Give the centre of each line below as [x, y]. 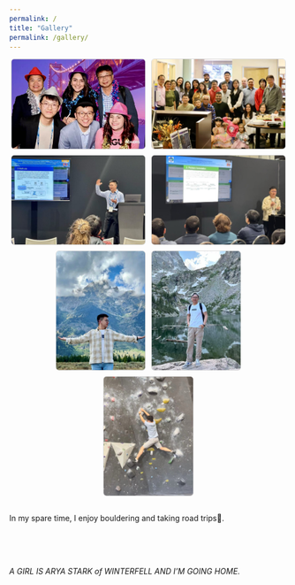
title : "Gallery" [41, 28]
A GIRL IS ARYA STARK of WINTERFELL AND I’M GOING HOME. [125, 571]
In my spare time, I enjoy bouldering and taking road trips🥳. [117, 518]
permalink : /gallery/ [49, 37]
